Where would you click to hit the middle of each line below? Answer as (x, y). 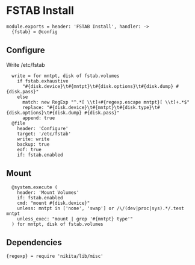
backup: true (33, 144)
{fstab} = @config (35, 32)
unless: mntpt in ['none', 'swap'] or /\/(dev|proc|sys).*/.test (101, 208)
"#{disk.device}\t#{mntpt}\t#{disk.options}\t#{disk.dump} (97, 86)
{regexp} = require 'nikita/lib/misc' (55, 257)
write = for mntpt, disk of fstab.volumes (66, 76)
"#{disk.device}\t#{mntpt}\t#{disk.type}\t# (104, 107)
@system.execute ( (35, 187)
